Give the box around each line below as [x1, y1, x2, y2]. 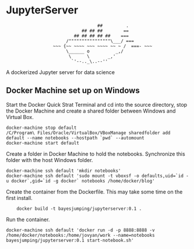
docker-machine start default [6, 140, 80, 146]
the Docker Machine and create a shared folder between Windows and [6, 107, 176, 114]
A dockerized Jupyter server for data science [6, 68, 115, 76]
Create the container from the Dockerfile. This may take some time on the [6, 188, 183, 195]
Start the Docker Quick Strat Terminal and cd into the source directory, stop [6, 101, 188, 108]
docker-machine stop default [6, 125, 77, 131]
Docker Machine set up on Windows [6, 86, 140, 96]
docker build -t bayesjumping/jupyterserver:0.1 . [16, 205, 142, 212]
